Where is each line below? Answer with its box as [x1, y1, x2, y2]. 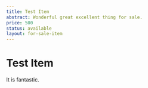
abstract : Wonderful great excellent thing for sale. [6, 14, 143, 20]
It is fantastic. [6, 76, 40, 83]
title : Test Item [6, 8, 50, 15]
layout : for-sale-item [6, 31, 63, 37]
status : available [6, 25, 52, 32]
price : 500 [6, 20, 33, 26]
